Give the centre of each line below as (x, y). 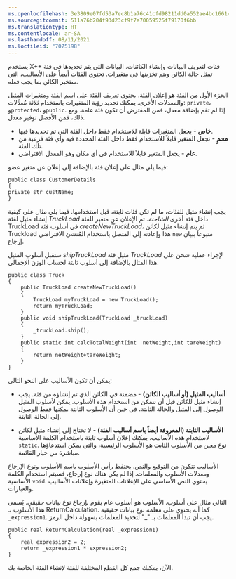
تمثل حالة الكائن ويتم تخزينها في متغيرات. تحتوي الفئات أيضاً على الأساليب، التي (110, 74)
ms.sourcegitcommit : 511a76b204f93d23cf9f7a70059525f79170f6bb (102, 20)
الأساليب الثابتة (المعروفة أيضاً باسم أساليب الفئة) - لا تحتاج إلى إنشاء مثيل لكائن (120, 430)
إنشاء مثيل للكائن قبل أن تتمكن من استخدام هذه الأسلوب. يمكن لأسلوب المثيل (119, 402)
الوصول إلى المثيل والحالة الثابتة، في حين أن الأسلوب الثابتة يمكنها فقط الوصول (120, 409)
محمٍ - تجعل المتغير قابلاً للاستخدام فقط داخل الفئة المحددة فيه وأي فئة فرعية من (123, 138)
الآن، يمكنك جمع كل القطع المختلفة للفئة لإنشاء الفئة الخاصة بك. (91, 567)
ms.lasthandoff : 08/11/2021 (49, 40)
